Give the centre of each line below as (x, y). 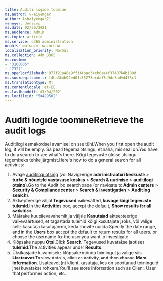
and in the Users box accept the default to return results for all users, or (84, 232)
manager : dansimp (23, 23)
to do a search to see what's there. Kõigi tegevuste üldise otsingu (71, 155)
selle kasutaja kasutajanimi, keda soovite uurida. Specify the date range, (84, 227)
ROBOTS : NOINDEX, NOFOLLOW (32, 46)
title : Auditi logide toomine (36, 10)
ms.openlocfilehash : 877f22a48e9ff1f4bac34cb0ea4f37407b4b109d (71, 73)
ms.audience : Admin (25, 32)
